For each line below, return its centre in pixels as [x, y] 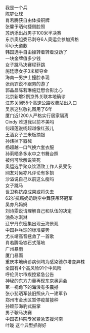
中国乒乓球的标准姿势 [27, 230]
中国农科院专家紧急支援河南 [34, 319]
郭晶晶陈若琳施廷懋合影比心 [34, 90]
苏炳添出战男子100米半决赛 [33, 33]
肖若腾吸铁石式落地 [25, 243]
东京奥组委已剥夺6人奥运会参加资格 [42, 39]
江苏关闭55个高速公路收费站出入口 [41, 103]
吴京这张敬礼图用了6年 [29, 109]
